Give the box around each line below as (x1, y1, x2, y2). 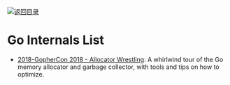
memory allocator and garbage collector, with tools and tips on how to (17, 63, 220, 71)
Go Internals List (7, 32, 105, 48)
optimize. (17, 70, 45, 78)
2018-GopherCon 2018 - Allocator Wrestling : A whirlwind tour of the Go (17, 55, 224, 63)
